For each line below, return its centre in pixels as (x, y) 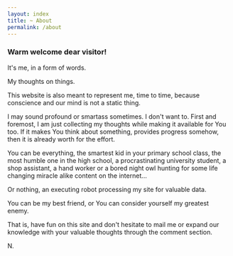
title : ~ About (30, 21)
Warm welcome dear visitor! (57, 52)
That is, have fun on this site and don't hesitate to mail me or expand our (113, 224)
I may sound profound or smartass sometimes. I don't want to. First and (112, 116)
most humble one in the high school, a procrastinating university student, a (117, 160)
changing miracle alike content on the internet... (77, 176)
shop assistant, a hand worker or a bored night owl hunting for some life (113, 168)
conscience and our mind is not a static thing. (74, 102)
